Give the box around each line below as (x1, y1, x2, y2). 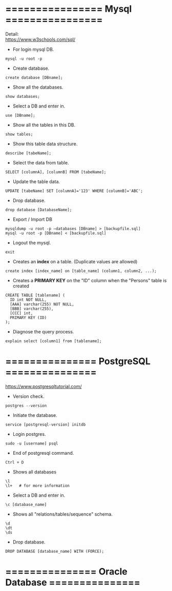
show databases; (5, 94, 40, 99)
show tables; (5, 132, 33, 137)
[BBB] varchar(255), (10, 306, 54, 311)
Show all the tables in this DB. (12, 121, 76, 128)
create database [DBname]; (5, 75, 63, 80)
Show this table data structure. (12, 140, 78, 146)
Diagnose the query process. (12, 328, 74, 334)
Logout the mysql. (12, 239, 51, 246)
